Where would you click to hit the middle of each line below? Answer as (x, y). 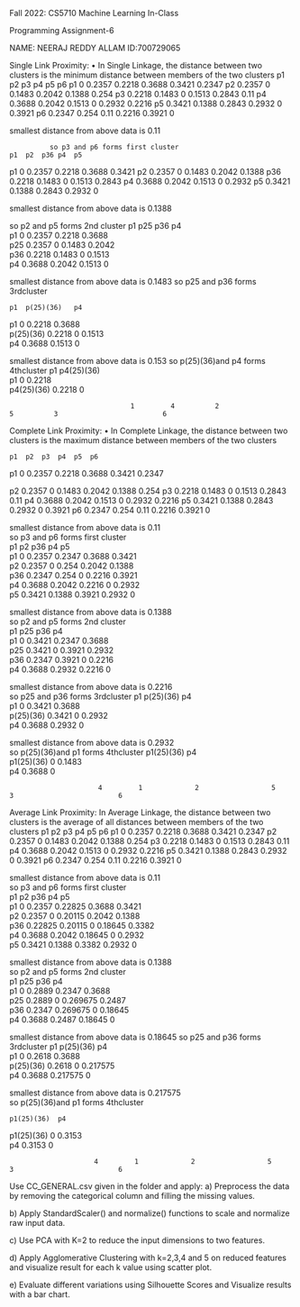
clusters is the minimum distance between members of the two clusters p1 (147, 75)
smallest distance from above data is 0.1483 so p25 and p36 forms (133, 281)
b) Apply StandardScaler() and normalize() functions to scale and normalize (150, 1213)
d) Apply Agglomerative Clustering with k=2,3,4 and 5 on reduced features (148, 1257)
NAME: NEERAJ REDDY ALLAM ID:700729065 (95, 48)
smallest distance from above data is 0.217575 (95, 1093)
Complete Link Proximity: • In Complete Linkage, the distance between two (149, 431)
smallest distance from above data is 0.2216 (91, 687)
